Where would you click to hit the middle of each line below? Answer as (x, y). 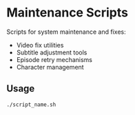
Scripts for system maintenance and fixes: (66, 32)
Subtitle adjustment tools (52, 52)
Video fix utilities (40, 45)
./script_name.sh (31, 105)
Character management (50, 67)
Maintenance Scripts (67, 13)
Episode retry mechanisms (54, 59)
